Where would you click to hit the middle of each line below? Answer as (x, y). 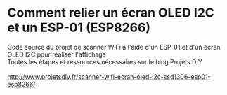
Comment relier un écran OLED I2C (111, 13)
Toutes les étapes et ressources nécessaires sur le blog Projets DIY (105, 61)
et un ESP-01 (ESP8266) (79, 28)
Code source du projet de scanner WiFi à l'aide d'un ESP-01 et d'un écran (114, 47)
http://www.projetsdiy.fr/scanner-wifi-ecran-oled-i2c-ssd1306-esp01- (109, 76)
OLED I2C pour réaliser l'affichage (57, 54)
